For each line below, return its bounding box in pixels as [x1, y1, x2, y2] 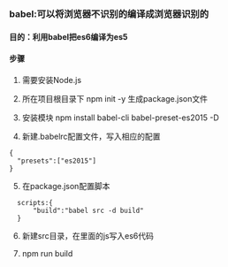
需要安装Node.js [21, 74, 82, 85]
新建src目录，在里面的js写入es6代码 [21, 230, 155, 240]
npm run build [21, 248, 73, 258]
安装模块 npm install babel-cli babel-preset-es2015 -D [21, 112, 219, 123]
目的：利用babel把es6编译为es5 [9, 31, 128, 42]
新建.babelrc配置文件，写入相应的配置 [21, 131, 161, 141]
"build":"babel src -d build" [32, 206, 144, 215]
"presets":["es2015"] [17, 156, 97, 165]
